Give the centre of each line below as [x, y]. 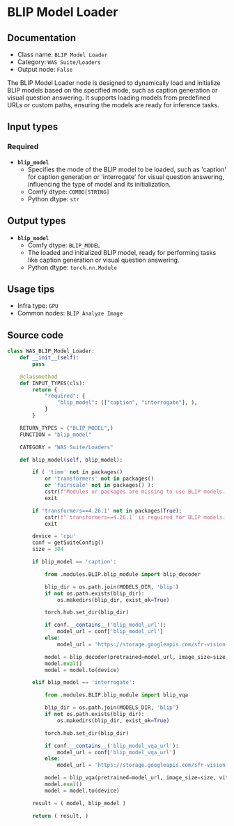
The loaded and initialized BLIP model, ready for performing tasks [122, 252]
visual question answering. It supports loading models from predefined [109, 98]
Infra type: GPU [38, 306]
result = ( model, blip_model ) [79, 803]
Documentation [42, 38]
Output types [37, 221]
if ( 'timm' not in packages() [78, 472]
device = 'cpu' [54, 536]
